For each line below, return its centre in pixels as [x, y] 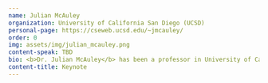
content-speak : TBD [41, 52]
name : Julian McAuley [44, 15]
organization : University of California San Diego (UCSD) [106, 23]
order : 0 [23, 38]
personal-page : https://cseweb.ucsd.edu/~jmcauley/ [96, 30]
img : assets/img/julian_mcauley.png [69, 45]
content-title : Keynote [48, 67]
